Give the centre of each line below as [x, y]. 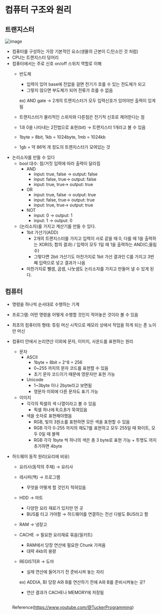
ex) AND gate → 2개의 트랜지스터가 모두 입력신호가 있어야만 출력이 [83, 101]
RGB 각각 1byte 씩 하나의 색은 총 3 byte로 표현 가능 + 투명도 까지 [95, 440]
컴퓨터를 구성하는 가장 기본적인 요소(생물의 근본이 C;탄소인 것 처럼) [75, 51]
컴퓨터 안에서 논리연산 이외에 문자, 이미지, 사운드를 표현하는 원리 [73, 341]
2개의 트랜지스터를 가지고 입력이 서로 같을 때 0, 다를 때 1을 [88, 238]
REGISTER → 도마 [37, 561]
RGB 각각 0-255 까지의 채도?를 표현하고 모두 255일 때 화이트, [92, 427]
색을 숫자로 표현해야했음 [49, 415]
